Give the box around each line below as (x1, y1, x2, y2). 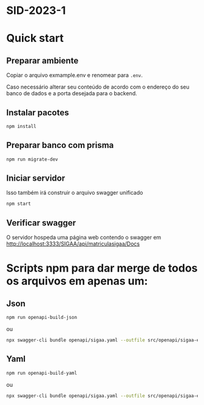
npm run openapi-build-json (6, 315, 78, 321)
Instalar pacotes (6, 107, 69, 118)
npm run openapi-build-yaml (6, 370, 78, 376)
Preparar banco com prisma (6, 140, 114, 150)
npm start (6, 201, 32, 207)
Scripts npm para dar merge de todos (6, 261, 198, 275)
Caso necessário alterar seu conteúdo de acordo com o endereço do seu (6, 83, 190, 91)
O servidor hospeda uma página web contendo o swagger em (6, 234, 161, 241)
